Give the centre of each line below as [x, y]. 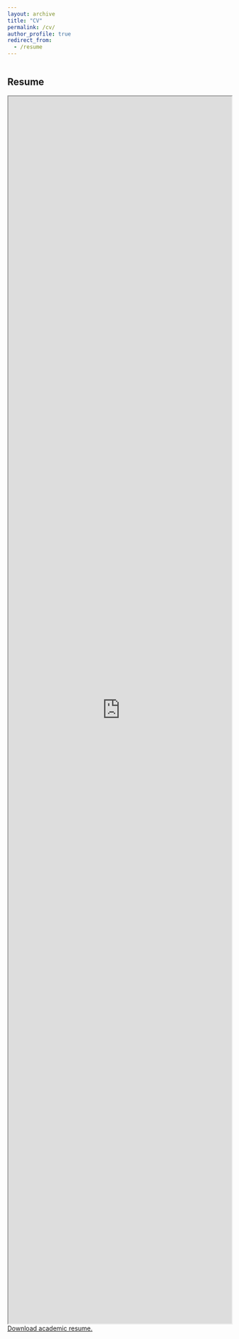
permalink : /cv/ [31, 27]
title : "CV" [25, 21]
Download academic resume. [50, 1328]
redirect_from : [30, 41]
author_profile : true [39, 34]
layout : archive [31, 14]
